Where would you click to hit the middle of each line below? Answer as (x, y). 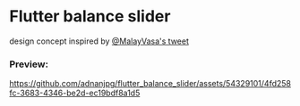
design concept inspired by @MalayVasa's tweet (99, 41)
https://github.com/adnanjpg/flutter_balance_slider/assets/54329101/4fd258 (150, 84)
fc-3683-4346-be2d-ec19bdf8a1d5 (75, 93)
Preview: (29, 64)
